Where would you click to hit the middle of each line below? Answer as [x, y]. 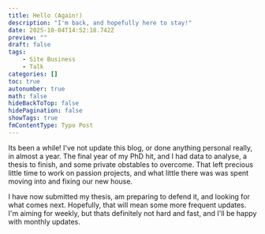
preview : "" [28, 37]
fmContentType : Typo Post [50, 125]
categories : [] [33, 74]
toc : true [24, 81]
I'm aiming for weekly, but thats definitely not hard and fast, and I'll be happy [132, 213]
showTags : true [33, 118]
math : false [28, 96]
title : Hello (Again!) [45, 15]
